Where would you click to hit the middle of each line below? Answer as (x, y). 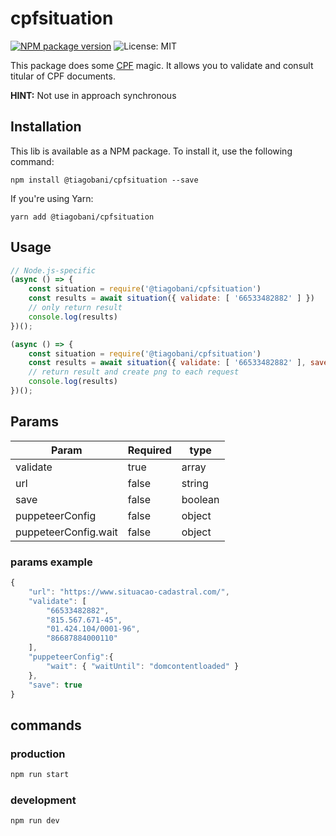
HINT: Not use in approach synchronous (93, 95)
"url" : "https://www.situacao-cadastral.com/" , (129, 592)
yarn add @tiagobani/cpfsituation (82, 217)
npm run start (40, 775)
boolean (200, 499)
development (43, 800)
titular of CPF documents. (63, 76)
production (38, 754)
